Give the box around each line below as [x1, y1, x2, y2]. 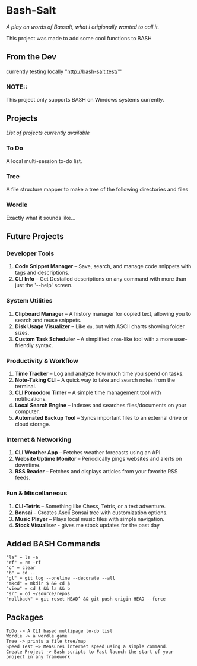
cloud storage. [14, 420, 50, 428]
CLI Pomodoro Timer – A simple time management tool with [14, 389, 161, 396]
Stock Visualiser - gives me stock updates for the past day [14, 522, 160, 529]
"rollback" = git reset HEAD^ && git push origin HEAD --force [6, 596, 166, 602]
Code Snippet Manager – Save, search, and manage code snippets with [14, 263, 192, 270]
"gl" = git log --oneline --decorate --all [6, 575, 116, 582]
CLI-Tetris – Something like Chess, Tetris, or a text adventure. [14, 502, 166, 510]
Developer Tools [6, 249, 55, 257]
